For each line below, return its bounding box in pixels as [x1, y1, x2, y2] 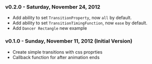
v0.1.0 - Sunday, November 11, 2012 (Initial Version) [5, 38, 133, 45]
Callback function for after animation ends [12, 54, 100, 60]
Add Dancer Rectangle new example [12, 25, 87, 31]
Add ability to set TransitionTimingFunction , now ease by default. [12, 20, 147, 26]
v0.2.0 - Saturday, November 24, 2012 [5, 3, 100, 10]
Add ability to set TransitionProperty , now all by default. [12, 15, 132, 21]
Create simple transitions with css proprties [12, 49, 103, 55]
